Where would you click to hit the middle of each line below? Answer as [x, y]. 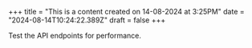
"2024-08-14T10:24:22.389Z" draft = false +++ [87, 20]
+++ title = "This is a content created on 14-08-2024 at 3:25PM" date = [126, 12]
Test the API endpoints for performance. [75, 36]
